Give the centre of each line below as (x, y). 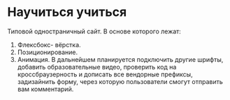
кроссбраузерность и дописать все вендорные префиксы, (105, 74)
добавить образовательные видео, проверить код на (97, 67)
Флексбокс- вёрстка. (49, 44)
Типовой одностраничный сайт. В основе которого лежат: (94, 31)
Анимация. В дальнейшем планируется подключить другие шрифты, (120, 59)
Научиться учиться (67, 12)
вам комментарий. (45, 89)
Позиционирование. (48, 52)
